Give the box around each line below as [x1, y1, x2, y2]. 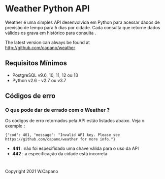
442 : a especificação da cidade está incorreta [12, 151, 107, 157]
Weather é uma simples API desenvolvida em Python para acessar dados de [5, 19, 160, 25]
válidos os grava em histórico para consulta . [5, 30, 97, 36]
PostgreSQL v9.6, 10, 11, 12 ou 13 [12, 72, 78, 78]
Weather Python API [5, 3, 90, 14]
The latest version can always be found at [5, 39, 90, 45]
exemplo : [5, 123, 25, 129]
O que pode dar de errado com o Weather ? [5, 107, 110, 114]
